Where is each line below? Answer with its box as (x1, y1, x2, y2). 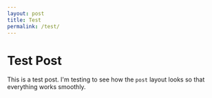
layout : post (7, 10, 45, 17)
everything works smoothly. (7, 83, 86, 91)
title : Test (7, 17, 41, 23)
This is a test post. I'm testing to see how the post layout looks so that (7, 75, 205, 84)
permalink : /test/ (7, 23, 60, 30)
